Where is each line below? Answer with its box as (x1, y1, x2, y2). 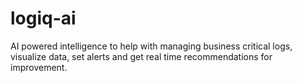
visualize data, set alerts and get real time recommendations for (10, 50, 273, 62)
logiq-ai (10, 7, 77, 30)
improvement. (10, 61, 68, 73)
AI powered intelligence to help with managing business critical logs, (10, 40, 293, 52)
